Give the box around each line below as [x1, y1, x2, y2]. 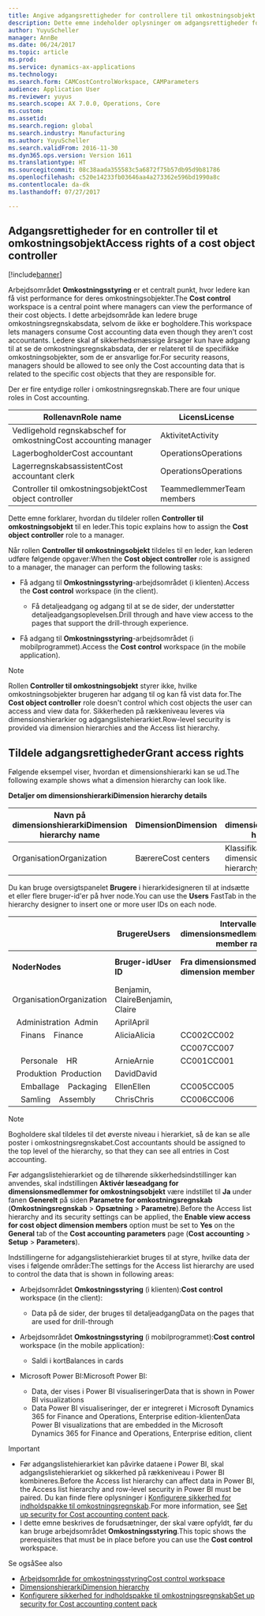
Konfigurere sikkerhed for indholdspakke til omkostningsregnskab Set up [19, 1591, 255, 1600]
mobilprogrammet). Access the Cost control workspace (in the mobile [19, 642, 246, 652]
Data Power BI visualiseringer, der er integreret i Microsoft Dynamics [31, 1403, 254, 1413]
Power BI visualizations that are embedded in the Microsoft [31, 1421, 223, 1430]
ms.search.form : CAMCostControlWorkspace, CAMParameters [8, 78, 200, 85]
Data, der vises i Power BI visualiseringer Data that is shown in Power [31, 1387, 255, 1396]
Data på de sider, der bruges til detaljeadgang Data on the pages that [31, 1308, 255, 1318]
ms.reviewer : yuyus [8, 93, 73, 100]
